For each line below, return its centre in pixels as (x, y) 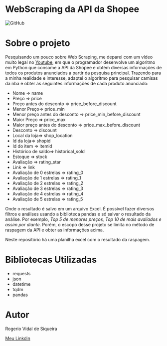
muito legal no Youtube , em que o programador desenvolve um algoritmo (80, 62)
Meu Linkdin (18, 338)
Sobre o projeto (38, 43)
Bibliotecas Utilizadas (51, 260)
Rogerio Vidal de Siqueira (31, 329)
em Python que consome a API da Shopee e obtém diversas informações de (83, 67)
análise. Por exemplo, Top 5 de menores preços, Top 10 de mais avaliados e (83, 219)
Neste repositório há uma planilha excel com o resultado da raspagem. (78, 239)
